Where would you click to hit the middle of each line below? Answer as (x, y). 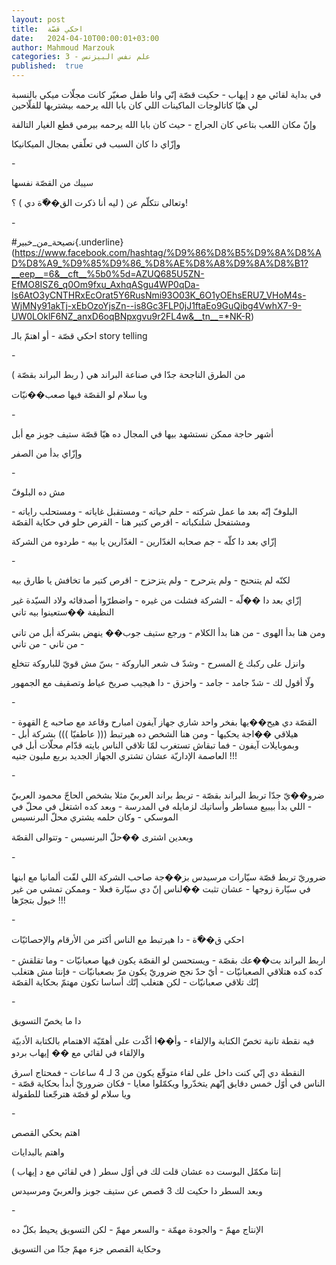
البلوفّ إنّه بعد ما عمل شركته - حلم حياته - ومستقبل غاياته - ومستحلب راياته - (154, 511)
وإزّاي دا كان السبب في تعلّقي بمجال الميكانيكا (96, 144)
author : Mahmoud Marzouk (63, 47)
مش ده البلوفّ (38, 492)
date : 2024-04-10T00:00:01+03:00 (85, 38)
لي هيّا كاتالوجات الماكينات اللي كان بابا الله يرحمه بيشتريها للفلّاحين (135, 105)
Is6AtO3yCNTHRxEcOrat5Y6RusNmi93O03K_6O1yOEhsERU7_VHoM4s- (159, 295)
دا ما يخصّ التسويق (46, 1020)
